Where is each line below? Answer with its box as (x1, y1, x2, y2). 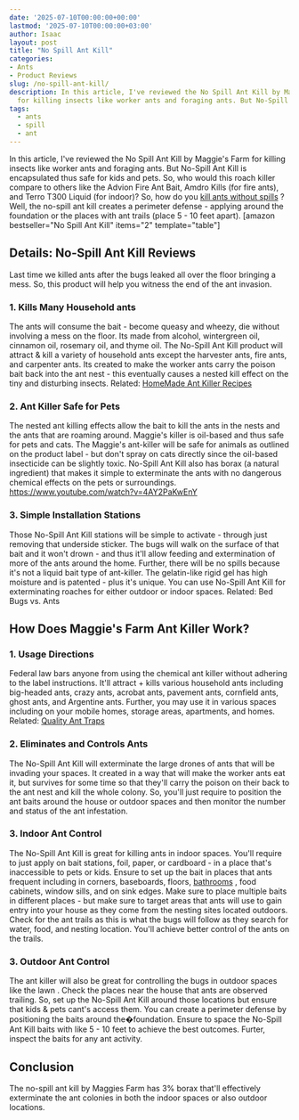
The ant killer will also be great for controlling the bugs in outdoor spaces (9, 976, 278, 986)
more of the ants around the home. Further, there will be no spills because (9, 558, 280, 568)
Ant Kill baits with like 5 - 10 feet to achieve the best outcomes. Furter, (9, 1024, 265, 1034)
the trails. (9, 933, 44, 944)
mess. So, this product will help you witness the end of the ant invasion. (9, 278, 272, 290)
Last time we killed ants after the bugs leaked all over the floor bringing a (9, 269, 276, 280)
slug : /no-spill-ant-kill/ (9, 79, 109, 88)
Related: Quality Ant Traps (9, 715, 105, 726)
